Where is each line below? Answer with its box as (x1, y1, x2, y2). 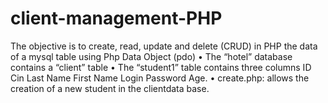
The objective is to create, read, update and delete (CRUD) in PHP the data (10, 40, 318, 52)
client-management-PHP (10, 7, 223, 30)
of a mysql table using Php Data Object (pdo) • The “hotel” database (10, 50, 293, 62)
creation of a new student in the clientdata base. (10, 82, 210, 94)
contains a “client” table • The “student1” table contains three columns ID (10, 61, 312, 73)
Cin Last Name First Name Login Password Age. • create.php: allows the (10, 72, 310, 84)
